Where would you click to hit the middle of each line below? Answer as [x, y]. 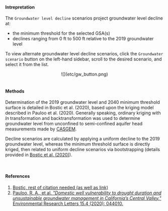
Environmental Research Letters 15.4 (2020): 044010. [68, 203]
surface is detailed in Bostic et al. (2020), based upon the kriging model [79, 108]
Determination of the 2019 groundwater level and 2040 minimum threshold [82, 102]
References [18, 176]
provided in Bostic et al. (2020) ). [39, 155]
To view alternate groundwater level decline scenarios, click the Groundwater [84, 54]
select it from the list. [27, 64]
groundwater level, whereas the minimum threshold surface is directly [77, 144]
